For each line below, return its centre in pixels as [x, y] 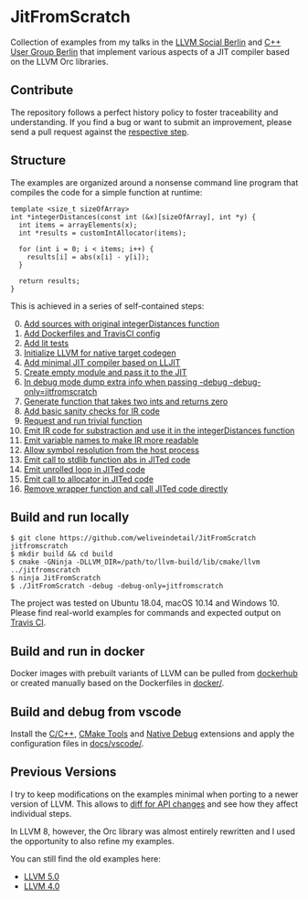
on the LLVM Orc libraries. [59, 61]
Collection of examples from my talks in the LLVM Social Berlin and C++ [146, 42]
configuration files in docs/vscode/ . [77, 743]
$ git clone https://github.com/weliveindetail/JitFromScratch [133, 538]
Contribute [42, 90]
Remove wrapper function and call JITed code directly [126, 488]
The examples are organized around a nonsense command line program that [154, 182]
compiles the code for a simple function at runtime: [106, 192]
